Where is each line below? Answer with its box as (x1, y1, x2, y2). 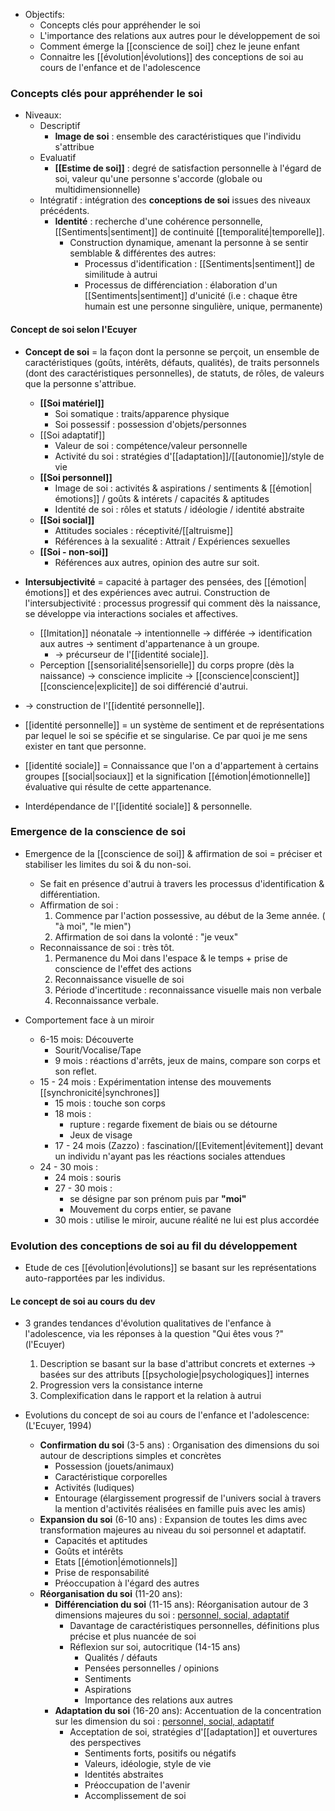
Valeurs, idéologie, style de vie (84, 1758, 212, 1770)
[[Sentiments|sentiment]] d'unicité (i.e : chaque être (84, 290, 298, 302)
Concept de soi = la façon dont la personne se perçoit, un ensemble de (24, 345, 320, 358)
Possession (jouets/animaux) (54, 1460, 175, 1473)
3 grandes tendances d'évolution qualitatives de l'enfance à (24, 1317, 272, 1329)
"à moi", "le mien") (54, 920, 132, 932)
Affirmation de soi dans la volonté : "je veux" (54, 930, 239, 943)
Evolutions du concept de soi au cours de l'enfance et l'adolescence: (24, 1409, 310, 1421)
